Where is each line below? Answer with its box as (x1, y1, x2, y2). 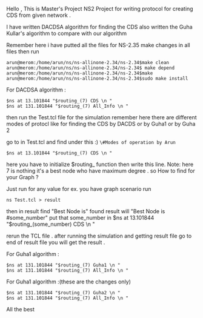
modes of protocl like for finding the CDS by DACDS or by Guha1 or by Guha (6, 121, 196, 127)
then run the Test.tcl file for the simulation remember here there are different (6, 114, 197, 121)
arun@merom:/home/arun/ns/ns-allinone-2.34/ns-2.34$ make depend (6, 65, 175, 71)
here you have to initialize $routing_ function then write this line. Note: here (6, 161, 194, 168)
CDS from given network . (6, 12, 71, 19)
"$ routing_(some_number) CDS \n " (6, 220, 95, 228)
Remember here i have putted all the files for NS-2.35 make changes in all (6, 42, 190, 48)
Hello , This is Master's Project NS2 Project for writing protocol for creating (6, 5, 193, 12)
